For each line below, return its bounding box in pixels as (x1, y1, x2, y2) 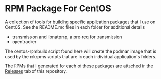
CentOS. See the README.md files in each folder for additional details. (5, 24, 146, 30)
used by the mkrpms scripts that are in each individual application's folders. (5, 53, 157, 59)
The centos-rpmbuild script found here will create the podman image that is (5, 48, 157, 54)
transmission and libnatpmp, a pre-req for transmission (12, 34, 122, 39)
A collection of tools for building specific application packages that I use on (5, 19, 156, 25)
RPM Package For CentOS (5, 3, 112, 14)
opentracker (12, 39, 37, 44)
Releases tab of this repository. (5, 68, 67, 74)
